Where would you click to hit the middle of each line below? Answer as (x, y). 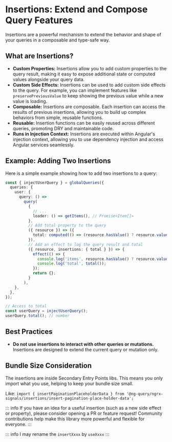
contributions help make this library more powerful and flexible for (75, 418)
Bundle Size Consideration (49, 366)
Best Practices (29, 332)
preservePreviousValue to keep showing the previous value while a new (88, 95)
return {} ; (44, 273)
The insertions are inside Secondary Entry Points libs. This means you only (84, 378)
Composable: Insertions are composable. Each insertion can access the (89, 107)
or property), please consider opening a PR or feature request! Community (84, 413)
